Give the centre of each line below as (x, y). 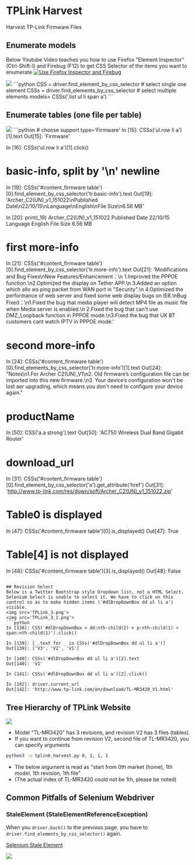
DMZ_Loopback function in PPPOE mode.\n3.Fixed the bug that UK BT (91, 315)
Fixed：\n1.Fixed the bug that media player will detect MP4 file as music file (97, 302)
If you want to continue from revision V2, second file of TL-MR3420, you (102, 738)
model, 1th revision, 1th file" (47, 773)
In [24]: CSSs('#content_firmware (46, 362)
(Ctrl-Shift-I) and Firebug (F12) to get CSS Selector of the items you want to (97, 66)
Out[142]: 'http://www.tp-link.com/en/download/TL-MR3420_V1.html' (90, 690)
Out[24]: (152, 368)
